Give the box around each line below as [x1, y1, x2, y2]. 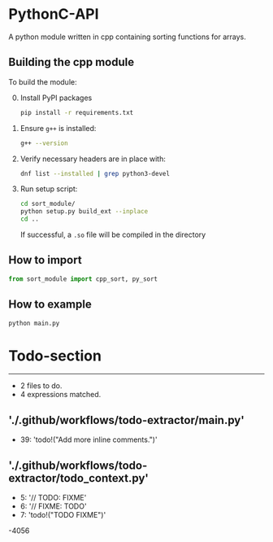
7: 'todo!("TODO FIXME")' [19, 509, 106, 519]
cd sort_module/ [19, 200, 76, 208]
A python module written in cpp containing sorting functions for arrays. [8, 32, 246, 42]
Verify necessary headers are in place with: [19, 154, 167, 164]
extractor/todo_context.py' [8, 471, 149, 485]
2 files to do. [19, 381, 63, 391]
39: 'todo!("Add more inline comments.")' [19, 435, 158, 444]
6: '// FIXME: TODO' [19, 501, 87, 511]
